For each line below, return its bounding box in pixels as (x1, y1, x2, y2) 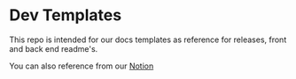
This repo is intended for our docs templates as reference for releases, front (9, 34, 287, 45)
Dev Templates (9, 5, 122, 25)
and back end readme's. (9, 43, 98, 54)
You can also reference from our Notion (9, 61, 154, 71)
